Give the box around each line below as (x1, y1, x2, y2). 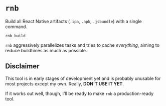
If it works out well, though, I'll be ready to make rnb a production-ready (5, 90, 154, 96)
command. (5, 24, 28, 30)
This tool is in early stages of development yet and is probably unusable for (5, 75, 161, 81)
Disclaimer (5, 62, 40, 71)
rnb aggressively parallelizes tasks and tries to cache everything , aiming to (5, 42, 159, 48)
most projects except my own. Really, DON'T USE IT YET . (5, 80, 124, 86)
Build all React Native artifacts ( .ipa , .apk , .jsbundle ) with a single (5, 18, 142, 24)
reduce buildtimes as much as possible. (5, 47, 87, 53)
